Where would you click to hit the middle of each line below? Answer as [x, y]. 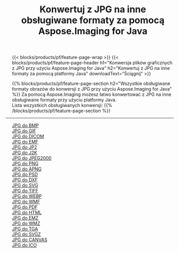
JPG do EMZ [25, 218]
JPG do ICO [24, 245]
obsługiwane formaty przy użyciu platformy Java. [64, 100]
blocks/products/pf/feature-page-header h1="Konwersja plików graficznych [92, 63]
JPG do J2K [25, 153]
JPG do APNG [27, 169]
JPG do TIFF [25, 191]
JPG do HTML [27, 213]
